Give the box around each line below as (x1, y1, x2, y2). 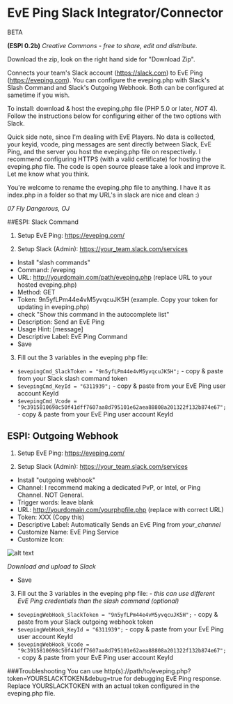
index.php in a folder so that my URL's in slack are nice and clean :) (7, 190, 200, 199)
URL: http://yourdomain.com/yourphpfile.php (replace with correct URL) (17, 505, 224, 514)
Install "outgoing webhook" (17, 476, 96, 484)
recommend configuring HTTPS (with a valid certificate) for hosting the (7, 155, 211, 163)
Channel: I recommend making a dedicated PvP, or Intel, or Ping (17, 483, 201, 491)
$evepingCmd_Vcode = (17, 398, 77, 405)
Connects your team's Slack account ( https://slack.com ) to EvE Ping (7, 68, 203, 77)
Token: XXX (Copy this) (17, 513, 85, 521)
